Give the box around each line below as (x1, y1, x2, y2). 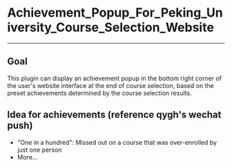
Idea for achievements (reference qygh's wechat (7, 109, 222, 121)
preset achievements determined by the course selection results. (7, 89, 192, 97)
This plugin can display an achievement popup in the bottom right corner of (7, 74, 222, 82)
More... (17, 152, 38, 161)
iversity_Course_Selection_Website (7, 19, 214, 35)
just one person (17, 146, 62, 154)
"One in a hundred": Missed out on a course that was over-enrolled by (17, 138, 217, 146)
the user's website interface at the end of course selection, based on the (7, 81, 214, 89)
